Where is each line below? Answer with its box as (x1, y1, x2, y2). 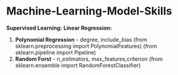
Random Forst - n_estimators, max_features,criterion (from (15, 55, 163, 62)
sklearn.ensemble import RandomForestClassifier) (15, 62, 141, 69)
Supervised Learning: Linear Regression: (6, 24, 112, 31)
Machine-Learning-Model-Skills (6, 4, 173, 18)
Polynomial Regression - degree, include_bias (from (15, 36, 148, 43)
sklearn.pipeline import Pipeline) (15, 48, 96, 56)
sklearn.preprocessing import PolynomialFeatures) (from (15, 42, 157, 50)
